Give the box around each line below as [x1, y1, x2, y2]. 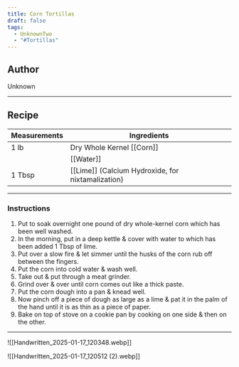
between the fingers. [17, 257, 80, 266]
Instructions [7, 203, 51, 213]
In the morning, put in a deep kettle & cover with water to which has [17, 235, 216, 243]
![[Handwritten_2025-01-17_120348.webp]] [7, 339, 132, 347]
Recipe [7, 110, 39, 122]
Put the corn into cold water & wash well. [17, 265, 138, 274]
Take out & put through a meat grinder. [17, 272, 132, 281]
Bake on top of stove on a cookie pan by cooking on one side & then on [17, 310, 227, 319]
